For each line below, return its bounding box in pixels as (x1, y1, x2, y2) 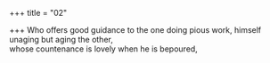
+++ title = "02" (9, 8, 68, 18)
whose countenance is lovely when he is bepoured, (9, 43, 198, 54)
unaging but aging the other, (9, 35, 113, 44)
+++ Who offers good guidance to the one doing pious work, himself (9, 25, 262, 35)
